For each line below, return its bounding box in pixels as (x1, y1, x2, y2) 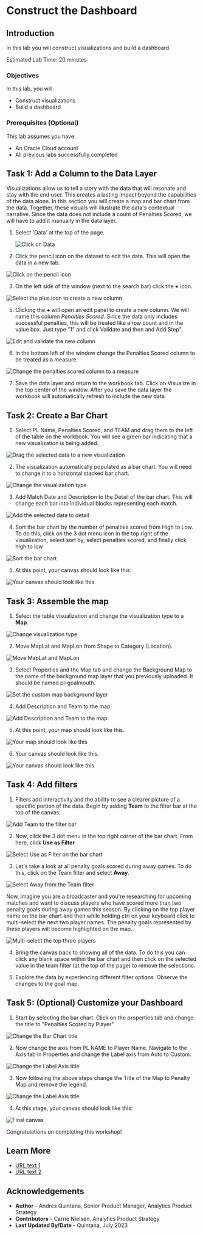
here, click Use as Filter (15, 839, 75, 846)
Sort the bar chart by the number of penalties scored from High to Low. (15, 523, 193, 531)
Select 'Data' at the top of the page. (15, 229, 105, 236)
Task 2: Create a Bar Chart (6, 410, 108, 421)
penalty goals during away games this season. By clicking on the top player (6, 905, 196, 913)
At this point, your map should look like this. (15, 726, 125, 734)
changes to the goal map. (15, 980, 80, 987)
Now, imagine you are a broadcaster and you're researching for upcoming (6, 893, 191, 900)
